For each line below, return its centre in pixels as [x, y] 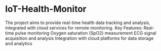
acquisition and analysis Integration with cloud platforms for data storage [80, 38]
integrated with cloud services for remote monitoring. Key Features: [74, 27]
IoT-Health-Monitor [46, 9]
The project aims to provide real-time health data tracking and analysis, [78, 23]
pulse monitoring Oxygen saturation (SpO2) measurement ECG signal [86, 33]
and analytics [19, 43]
